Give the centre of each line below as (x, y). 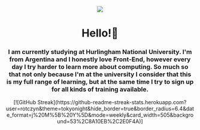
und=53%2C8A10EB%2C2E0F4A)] (100, 122)
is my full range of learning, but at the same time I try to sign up (100, 82)
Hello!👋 (100, 33)
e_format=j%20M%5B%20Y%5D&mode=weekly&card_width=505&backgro (100, 115)
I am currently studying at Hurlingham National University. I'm (100, 52)
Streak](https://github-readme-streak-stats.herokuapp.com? (112, 102)
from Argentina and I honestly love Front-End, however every (100, 59)
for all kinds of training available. (100, 89)
